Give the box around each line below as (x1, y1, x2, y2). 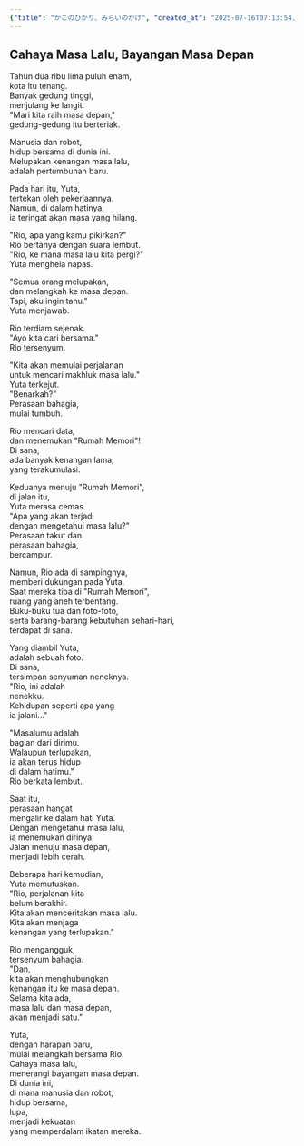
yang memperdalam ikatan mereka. (9, 1126, 142, 1137)
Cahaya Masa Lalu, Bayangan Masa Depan (9, 47, 255, 63)
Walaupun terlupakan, (9, 746, 92, 758)
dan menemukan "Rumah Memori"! (9, 435, 141, 446)
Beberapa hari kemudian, (9, 869, 103, 880)
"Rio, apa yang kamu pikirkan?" (9, 230, 127, 241)
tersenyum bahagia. (9, 954, 84, 965)
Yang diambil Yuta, (9, 642, 80, 654)
